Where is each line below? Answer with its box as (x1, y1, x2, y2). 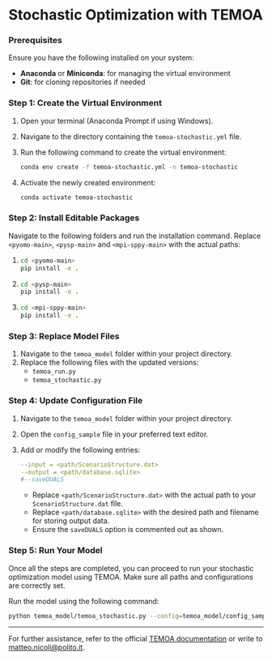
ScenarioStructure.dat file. (32, 499, 124, 509)
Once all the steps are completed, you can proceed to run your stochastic (8, 563, 254, 573)
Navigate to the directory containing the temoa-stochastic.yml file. (19, 131, 242, 141)
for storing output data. (32, 516, 110, 526)
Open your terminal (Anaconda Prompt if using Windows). (19, 116, 214, 126)
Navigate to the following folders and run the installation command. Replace (8, 231, 261, 241)
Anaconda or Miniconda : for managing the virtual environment (19, 69, 231, 79)
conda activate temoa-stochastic (19, 193, 134, 202)
